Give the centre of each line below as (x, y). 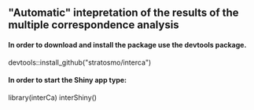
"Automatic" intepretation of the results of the (123, 13)
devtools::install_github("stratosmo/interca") (80, 62)
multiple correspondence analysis (94, 25)
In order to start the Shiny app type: (68, 80)
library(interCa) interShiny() (52, 98)
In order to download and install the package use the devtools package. (127, 44)
